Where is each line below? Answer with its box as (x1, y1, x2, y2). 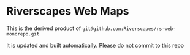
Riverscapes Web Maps (6, 4, 129, 18)
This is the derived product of (6, 24, 82, 32)
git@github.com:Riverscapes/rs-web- (82, 26, 176, 32)
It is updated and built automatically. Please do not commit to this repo (6, 42, 184, 49)
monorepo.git (6, 31, 40, 37)
